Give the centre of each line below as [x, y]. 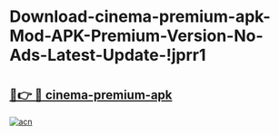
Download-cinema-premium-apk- [140, 17]
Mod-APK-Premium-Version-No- [136, 36]
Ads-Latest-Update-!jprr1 [108, 55]
